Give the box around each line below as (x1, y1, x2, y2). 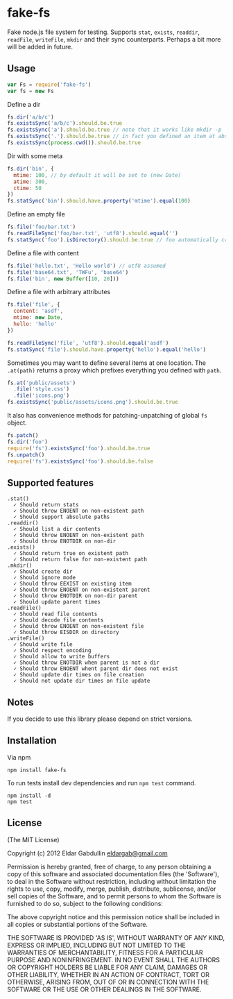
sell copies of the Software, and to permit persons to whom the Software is (7, 891, 222, 900)
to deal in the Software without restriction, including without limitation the (7, 877, 216, 885)
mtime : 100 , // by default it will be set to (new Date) (13, 171, 182, 178)
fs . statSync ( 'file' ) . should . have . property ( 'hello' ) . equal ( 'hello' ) (7, 345, 207, 353)
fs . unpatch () (7, 451, 45, 459)
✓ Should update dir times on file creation (13, 672, 144, 678)
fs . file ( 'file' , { (7, 301, 60, 308)
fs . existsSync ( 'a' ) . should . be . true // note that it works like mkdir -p (7, 126, 222, 133)
